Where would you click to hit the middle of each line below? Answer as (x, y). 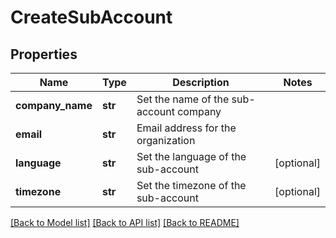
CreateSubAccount (91, 17)
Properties (44, 54)
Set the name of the (183, 99)
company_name (54, 105)
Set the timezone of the (191, 185)
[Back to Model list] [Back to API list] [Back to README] (125, 222)
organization (166, 140)
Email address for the (186, 128)
